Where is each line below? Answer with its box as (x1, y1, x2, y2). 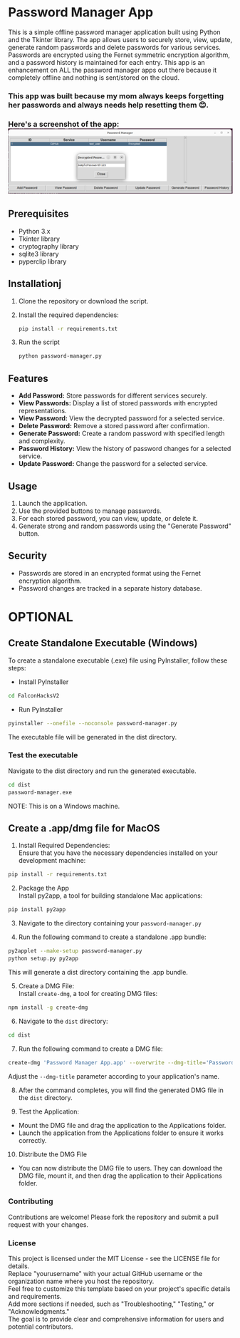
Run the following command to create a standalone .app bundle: (18, 933, 207, 941)
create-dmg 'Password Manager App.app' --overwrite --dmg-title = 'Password (8, 1059, 235, 1066)
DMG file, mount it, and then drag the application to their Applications (18, 1171, 223, 1180)
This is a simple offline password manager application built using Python (8, 28, 221, 36)
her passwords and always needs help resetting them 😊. (8, 100, 209, 110)
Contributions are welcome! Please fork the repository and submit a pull (8, 1213, 219, 1221)
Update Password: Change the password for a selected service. (18, 460, 208, 468)
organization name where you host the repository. (8, 1277, 155, 1286)
